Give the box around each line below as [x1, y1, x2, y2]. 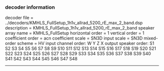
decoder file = [5, 15, 34, 21]
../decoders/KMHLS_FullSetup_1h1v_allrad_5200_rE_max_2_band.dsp [5, 20, 143, 26]
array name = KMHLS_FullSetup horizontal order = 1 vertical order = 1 [5, 30, 144, 36]
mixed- [143, 35, 158, 41]
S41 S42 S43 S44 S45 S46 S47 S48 [5, 56, 78, 62]
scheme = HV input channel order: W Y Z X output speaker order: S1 [17, 41, 155, 46]
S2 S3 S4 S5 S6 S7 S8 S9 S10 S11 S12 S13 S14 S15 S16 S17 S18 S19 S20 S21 [5, 45, 156, 52]
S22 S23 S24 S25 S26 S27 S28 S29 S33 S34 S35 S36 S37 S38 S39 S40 [5, 51, 151, 57]
